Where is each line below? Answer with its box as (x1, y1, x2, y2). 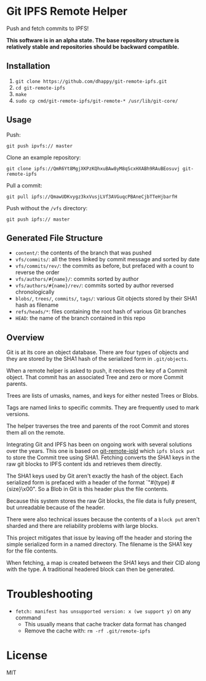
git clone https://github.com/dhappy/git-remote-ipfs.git (15, 78, 167, 84)
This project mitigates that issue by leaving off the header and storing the (6, 534, 192, 541)
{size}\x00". (6, 486, 37, 493)
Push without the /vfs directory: (6, 204, 88, 211)
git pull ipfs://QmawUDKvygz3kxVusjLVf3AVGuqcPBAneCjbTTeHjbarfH (6, 194, 177, 200)
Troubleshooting (6, 587, 93, 601)
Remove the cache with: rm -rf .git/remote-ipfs (24, 627, 151, 634)
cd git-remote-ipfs (15, 85, 66, 91)
